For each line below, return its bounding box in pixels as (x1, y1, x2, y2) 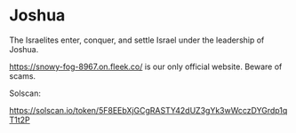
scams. (9, 70, 36, 81)
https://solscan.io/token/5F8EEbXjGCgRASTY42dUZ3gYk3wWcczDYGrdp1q (9, 105, 288, 115)
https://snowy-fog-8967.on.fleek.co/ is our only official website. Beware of (9, 61, 283, 72)
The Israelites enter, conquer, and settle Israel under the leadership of (9, 35, 265, 45)
